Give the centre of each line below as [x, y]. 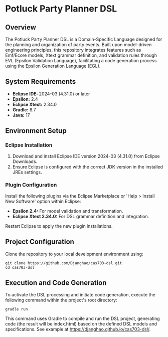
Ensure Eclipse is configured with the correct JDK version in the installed [88, 166]
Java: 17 [21, 115]
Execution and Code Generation [56, 283]
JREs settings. [27, 172]
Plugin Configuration [31, 185]
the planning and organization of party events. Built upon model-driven [78, 45]
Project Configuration [40, 242]
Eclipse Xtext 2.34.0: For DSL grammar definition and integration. [81, 216]
